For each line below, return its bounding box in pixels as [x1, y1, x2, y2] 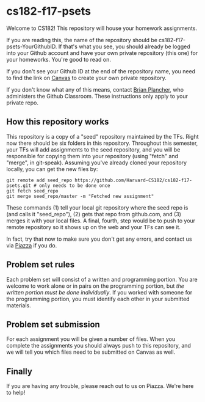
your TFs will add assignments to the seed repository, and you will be [6, 145, 181, 153]
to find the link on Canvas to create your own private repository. [6, 74, 167, 81]
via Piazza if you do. [6, 241, 57, 249]
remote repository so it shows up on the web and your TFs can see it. [6, 223, 181, 230]
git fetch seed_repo [6, 188, 59, 194]
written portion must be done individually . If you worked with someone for [6, 288, 193, 296]
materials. [6, 301, 32, 309]
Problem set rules [6, 260, 75, 270]
